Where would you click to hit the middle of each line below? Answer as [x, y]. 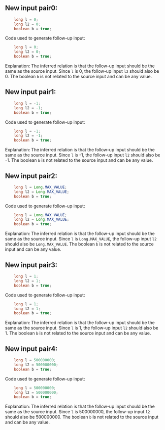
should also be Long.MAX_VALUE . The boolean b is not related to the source [80, 244]
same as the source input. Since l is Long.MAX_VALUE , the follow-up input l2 [81, 239]
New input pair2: [31, 176]
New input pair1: [31, 92]
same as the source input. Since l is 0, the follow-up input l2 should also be [82, 71]
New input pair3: [31, 265]
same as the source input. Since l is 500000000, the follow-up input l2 [78, 412]
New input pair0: [31, 8]
